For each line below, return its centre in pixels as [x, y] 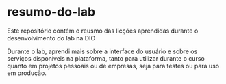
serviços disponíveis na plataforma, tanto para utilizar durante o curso [106, 58]
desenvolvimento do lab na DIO [51, 38]
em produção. [27, 73]
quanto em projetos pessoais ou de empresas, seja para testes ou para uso [113, 66]
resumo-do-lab [51, 12]
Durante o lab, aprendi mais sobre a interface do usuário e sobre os [102, 51]
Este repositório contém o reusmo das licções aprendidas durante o [103, 31]
